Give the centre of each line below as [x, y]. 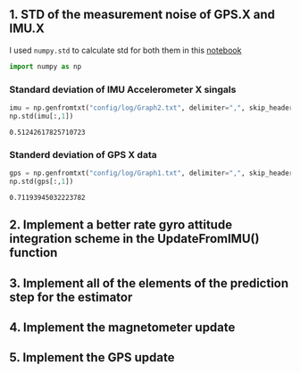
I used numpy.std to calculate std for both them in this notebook [125, 50]
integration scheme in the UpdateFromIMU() [134, 239]
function [33, 253]
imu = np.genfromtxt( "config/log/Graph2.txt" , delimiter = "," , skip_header [151, 108]
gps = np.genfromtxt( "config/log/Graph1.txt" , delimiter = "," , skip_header [151, 173]
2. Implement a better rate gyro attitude [121, 225]
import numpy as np [46, 66]
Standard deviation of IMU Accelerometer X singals [123, 89]
